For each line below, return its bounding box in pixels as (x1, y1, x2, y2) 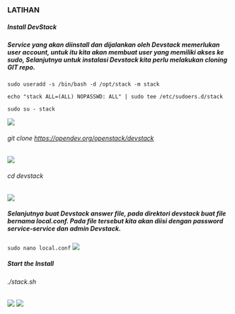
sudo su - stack (7, 106, 55, 113)
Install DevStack (7, 23, 57, 31)
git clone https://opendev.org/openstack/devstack (7, 133, 154, 142)
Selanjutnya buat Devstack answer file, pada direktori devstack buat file (7, 209, 227, 218)
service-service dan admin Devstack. (7, 225, 122, 233)
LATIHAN (7, 5, 40, 15)
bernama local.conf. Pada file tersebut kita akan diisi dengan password (7, 217, 224, 225)
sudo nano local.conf (7, 245, 71, 252)
